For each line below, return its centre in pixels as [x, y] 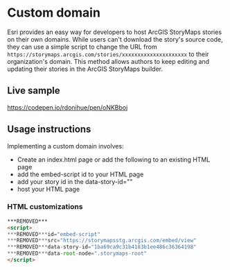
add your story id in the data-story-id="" [75, 181]
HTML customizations [45, 207]
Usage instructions [49, 129]
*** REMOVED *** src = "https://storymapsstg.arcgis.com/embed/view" [102, 241]
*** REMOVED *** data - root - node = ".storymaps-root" [77, 254]
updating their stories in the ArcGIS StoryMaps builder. [85, 69]
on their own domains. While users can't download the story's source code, [115, 39]
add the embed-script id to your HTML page [80, 174]
